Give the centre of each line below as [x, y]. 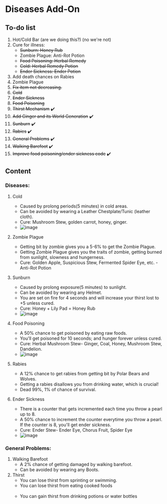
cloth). [26, 217]
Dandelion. [31, 349]
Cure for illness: [29, 45]
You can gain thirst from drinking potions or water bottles [79, 496]
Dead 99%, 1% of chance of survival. [58, 389]
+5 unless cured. [37, 303]
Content [18, 171]
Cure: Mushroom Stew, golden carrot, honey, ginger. [74, 222]
